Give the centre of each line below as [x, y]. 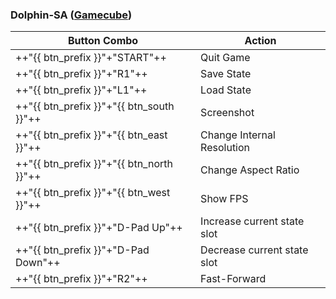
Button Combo [103, 41]
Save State [226, 74]
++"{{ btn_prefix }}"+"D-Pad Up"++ [99, 228]
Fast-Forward [233, 279]
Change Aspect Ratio [250, 170]
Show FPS [224, 199]
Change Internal [238, 135]
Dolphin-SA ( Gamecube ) [71, 15]
